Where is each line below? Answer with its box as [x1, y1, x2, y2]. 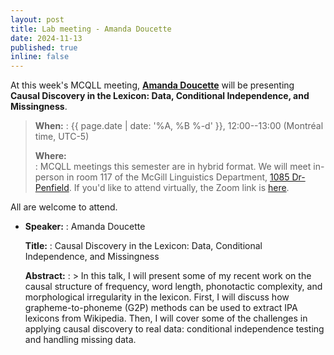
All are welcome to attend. [10, 201, 118, 213]
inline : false [10, 52, 70, 62]
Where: [34, 150, 67, 162]
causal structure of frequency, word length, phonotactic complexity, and [24, 281, 323, 293]
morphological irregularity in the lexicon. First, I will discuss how [24, 291, 290, 303]
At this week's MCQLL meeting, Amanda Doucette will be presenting [10, 79, 295, 91]
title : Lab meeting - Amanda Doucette [10, 24, 172, 34]
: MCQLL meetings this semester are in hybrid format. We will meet [34, 161, 312, 173]
